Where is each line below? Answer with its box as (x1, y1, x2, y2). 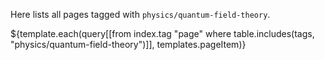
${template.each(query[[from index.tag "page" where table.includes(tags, (10, 28, 315, 39)
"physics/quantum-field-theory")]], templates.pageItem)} (10, 39, 247, 50)
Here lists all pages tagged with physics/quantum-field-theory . (10, 9, 271, 20)
